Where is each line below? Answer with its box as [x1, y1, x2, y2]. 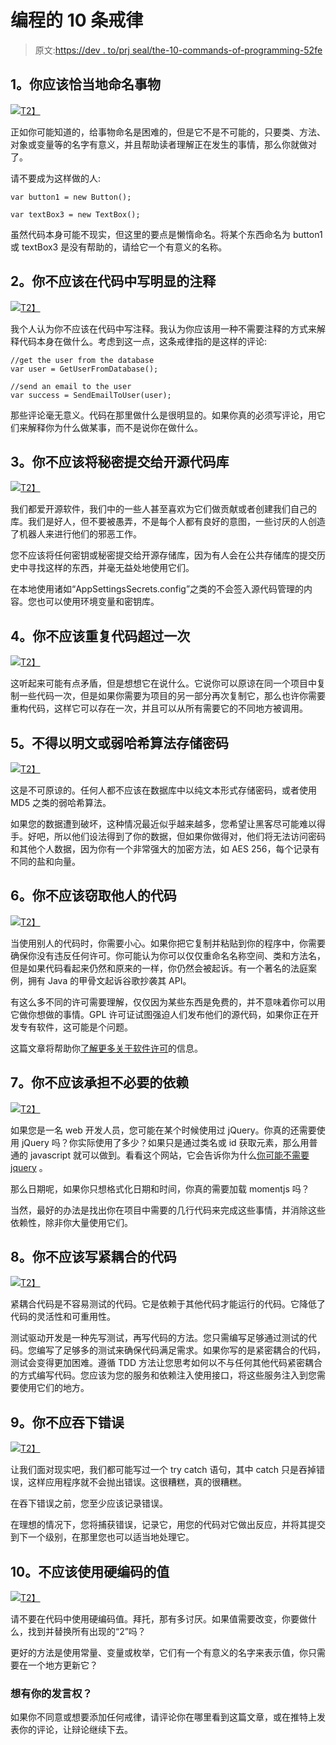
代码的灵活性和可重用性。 [10, 1311, 116, 1323]
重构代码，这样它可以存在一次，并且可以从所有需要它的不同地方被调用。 [10, 702, 308, 715]
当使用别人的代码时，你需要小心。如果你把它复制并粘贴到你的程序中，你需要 [10, 937, 326, 949]
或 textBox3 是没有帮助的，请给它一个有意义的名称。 [10, 241, 228, 253]
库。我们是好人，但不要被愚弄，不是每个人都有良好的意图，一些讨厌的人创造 [10, 516, 326, 528]
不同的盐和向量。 [10, 856, 81, 867]
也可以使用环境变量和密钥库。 [36, 596, 160, 608]
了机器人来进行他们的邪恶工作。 [10, 528, 142, 540]
